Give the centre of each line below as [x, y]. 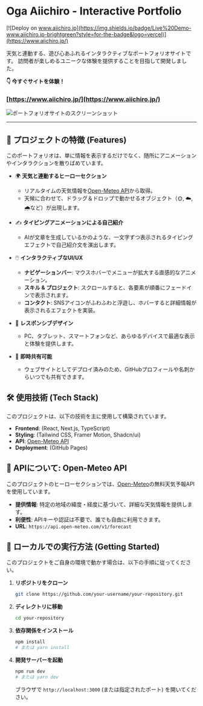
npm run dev [30, 671]
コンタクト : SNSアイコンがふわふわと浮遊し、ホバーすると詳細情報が [110, 303]
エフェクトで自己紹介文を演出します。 [72, 245]
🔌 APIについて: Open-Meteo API [67, 468]
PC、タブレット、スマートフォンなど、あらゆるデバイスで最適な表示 [109, 336]
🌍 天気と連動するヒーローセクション [61, 176]
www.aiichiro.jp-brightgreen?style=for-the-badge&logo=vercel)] [86, 34]
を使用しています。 [30, 491]
